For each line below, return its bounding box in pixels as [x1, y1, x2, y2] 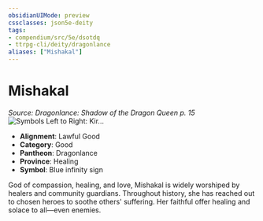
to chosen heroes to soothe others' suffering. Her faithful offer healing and [8, 197, 250, 206]
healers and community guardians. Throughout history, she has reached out [8, 188, 255, 197]
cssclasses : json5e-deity [8, 19, 93, 27]
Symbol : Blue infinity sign [19, 164, 104, 174]
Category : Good [19, 139, 73, 149]
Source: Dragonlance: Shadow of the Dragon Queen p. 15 [8, 108, 195, 117]
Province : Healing [19, 157, 79, 166]
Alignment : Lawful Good [19, 131, 101, 141]
